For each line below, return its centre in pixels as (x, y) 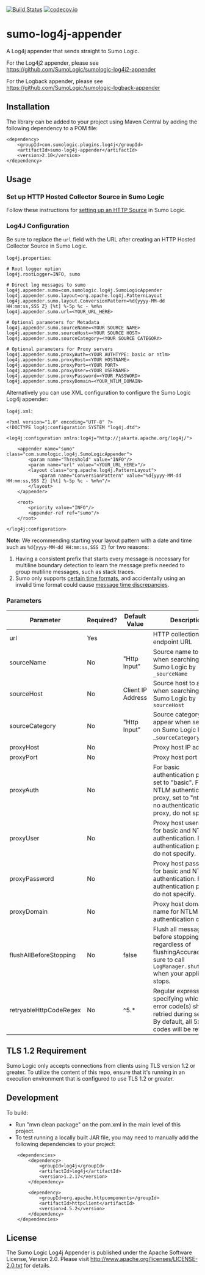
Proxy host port (175, 757)
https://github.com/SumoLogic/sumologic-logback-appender (83, 87)
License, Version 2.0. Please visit (48, 1259)
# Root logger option (34, 269)
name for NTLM (175, 912)
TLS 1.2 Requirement (46, 1051)
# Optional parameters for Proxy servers (60, 349)
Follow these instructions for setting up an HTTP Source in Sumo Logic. (96, 210)
